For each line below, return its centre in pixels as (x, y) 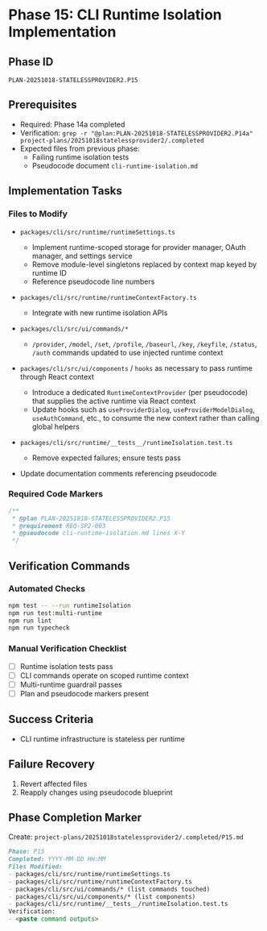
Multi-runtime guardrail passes (71, 684)
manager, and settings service (82, 256)
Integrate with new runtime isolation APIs (100, 313)
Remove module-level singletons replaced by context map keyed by (144, 264)
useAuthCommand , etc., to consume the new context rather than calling (146, 418)
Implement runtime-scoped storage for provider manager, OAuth (139, 247)
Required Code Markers (55, 494)
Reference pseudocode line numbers (93, 281)
